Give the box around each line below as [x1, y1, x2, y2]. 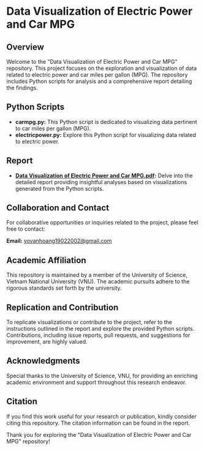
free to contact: [6, 225, 46, 233]
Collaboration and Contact [6, 202, 109, 213]
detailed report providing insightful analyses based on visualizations [15, 178, 187, 185]
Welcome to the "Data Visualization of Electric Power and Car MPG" [6, 58, 178, 65]
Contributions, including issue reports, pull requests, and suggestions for [6, 331, 191, 339]
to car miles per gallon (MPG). [15, 125, 91, 132]
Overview [6, 42, 45, 52]
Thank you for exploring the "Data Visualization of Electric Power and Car [6, 431, 192, 438]
